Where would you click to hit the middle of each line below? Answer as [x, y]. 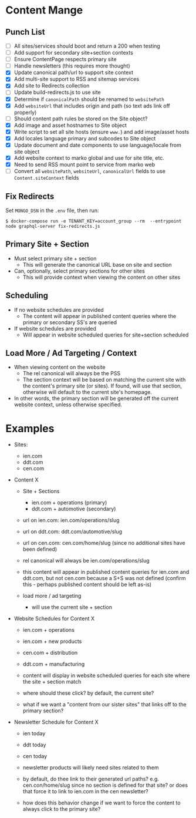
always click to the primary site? [62, 809]
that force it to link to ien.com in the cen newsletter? [85, 792]
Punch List [25, 32]
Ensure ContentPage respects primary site [65, 59]
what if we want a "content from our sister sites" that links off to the [104, 705]
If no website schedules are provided [59, 309]
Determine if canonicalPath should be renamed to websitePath [89, 99]
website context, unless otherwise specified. [68, 405]
